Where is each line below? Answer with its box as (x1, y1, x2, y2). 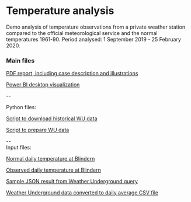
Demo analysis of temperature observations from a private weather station (6, 23, 186, 30)
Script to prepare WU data (6, 127, 70, 134)
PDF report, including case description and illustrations (6, 70, 138, 77)
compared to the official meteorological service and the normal (6, 29, 158, 36)
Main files (6, 57, 35, 65)
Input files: (6, 144, 32, 151)
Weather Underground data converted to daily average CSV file (6, 189, 159, 196)
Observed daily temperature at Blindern (6, 166, 101, 173)
